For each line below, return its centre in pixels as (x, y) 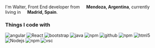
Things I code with (28, 24)
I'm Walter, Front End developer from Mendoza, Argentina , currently (77, 7)
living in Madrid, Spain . (32, 12)
